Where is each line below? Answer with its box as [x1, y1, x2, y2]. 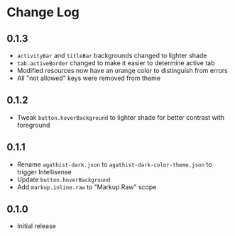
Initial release [16, 222, 56, 230]
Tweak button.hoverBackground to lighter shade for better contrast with [16, 113, 225, 121]
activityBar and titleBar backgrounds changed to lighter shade [16, 51, 207, 60]
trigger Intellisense [16, 167, 72, 176]
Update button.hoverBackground [16, 175, 111, 184]
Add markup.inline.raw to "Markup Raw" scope [16, 182, 157, 191]
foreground [16, 120, 50, 129]
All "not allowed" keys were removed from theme [16, 74, 161, 82]
